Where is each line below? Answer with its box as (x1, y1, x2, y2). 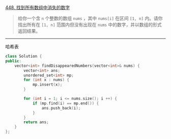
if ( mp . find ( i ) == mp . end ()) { (32, 101, 99, 106)
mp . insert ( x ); (32, 82, 63, 88)
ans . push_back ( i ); (41, 105, 81, 110)
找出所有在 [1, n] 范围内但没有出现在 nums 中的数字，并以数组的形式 (17, 22, 162, 27)
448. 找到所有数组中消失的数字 (5, 5, 70, 10)
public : (5, 58, 22, 64)
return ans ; (23, 120, 49, 125)
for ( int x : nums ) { (23, 77, 70, 82)
